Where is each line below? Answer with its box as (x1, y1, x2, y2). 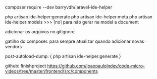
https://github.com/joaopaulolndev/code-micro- (47, 63, 145, 69)
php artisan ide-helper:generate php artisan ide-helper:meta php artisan (5, 14, 153, 19)
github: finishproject (5, 63, 46, 69)
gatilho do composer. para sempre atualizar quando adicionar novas (5, 38, 145, 44)
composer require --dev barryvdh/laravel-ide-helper (5, 4, 112, 10)
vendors (5, 44, 22, 49)
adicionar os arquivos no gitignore (5, 29, 75, 34)
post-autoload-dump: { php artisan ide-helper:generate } (5, 53, 121, 59)
